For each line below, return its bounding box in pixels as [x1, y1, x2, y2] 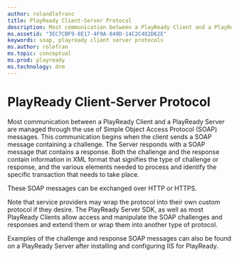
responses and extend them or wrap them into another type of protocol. [7, 220, 218, 229]
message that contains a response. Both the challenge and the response [7, 147, 220, 156]
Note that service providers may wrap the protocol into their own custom [7, 197, 221, 206]
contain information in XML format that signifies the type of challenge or [7, 155, 219, 163]
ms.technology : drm [7, 63, 65, 70]
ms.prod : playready [7, 57, 65, 64]
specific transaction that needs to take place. [7, 170, 140, 178]
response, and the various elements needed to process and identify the [7, 163, 217, 171]
